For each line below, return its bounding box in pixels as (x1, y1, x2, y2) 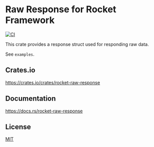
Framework (5, 14, 55, 26)
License (5, 122, 31, 131)
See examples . (5, 51, 35, 57)
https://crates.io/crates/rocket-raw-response (5, 79, 100, 85)
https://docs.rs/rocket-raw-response (5, 108, 83, 114)
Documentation (5, 94, 56, 103)
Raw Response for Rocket (5, 4, 117, 15)
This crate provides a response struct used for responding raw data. (5, 41, 149, 47)
